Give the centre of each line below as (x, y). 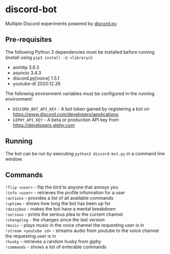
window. (14, 159)
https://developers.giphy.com (44, 125)
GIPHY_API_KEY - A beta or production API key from (66, 120)
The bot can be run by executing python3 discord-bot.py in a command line (85, 153)
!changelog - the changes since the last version (55, 220)
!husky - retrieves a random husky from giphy (53, 242)
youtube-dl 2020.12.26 (37, 83)
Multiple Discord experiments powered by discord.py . (62, 24)
